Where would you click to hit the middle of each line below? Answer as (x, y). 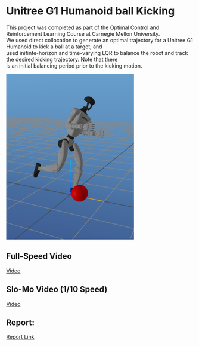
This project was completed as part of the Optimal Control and (83, 27)
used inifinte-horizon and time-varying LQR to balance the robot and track (97, 53)
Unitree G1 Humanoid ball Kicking (91, 11)
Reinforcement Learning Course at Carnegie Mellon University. (83, 33)
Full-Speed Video (39, 256)
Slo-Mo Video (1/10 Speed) (57, 290)
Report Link (20, 337)
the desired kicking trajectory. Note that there (62, 59)
